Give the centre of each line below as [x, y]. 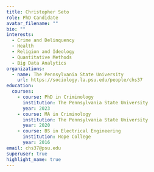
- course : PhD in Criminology [56, 97]
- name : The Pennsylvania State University [68, 74]
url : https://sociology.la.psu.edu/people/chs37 [80, 80]
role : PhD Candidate [33, 18]
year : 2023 [36, 108]
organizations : [26, 69]
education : [20, 86]
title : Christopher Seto [38, 12]
